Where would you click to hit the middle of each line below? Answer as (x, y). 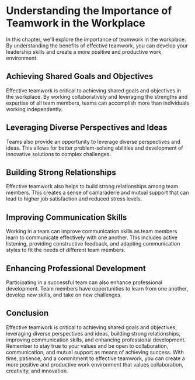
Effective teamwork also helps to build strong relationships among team (92, 186)
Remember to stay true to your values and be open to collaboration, (87, 346)
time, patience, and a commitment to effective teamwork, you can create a (95, 358)
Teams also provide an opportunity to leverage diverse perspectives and (93, 141)
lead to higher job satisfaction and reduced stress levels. (74, 199)
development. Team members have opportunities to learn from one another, (97, 289)
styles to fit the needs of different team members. (66, 250)
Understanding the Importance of (89, 11)
